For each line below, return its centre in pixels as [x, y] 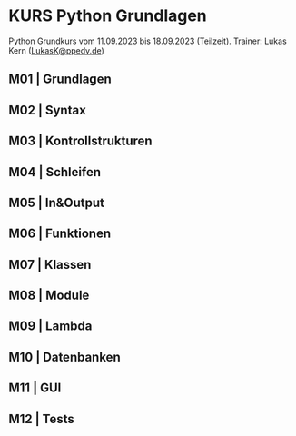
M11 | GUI [35, 388]
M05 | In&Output [57, 202]
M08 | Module [49, 296]
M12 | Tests [41, 419]
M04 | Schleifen [55, 172]
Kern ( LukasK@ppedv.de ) [57, 50]
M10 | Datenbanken [64, 357]
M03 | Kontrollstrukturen [80, 141]
